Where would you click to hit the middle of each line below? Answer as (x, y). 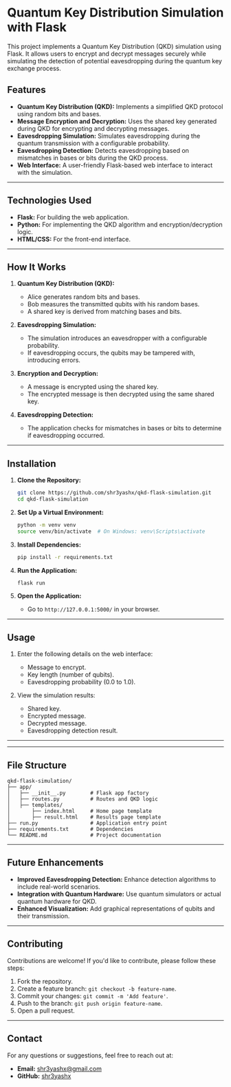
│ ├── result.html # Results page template (84, 817)
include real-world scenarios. (59, 887)
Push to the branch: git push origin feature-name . (90, 1003)
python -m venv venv (46, 525)
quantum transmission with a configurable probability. (93, 143)
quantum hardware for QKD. (57, 901)
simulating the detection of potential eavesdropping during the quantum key (114, 61)
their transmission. (43, 916)
